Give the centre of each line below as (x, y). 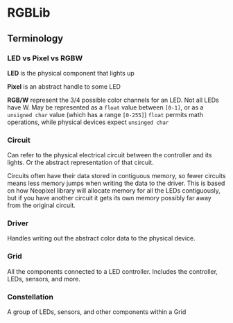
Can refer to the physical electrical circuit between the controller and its (110, 155)
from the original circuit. (42, 205)
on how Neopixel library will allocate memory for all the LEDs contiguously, (114, 191)
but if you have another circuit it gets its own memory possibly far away (109, 198)
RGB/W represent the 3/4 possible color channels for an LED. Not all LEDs (113, 100)
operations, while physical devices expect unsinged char (88, 122)
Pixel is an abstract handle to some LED (64, 86)
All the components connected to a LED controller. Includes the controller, (113, 271)
